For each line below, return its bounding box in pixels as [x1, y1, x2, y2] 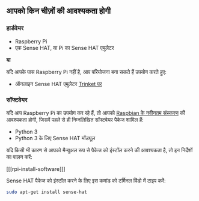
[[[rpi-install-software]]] [6, 165, 66, 172]
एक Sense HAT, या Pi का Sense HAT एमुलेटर [14, 44, 114, 51]
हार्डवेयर [6, 24, 24, 32]
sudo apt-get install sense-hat [6, 189, 87, 195]
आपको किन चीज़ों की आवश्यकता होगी [6, 6, 111, 16]
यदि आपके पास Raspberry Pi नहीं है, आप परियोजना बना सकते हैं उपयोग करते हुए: [6, 68, 167, 75]
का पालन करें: [6, 153, 33, 160]
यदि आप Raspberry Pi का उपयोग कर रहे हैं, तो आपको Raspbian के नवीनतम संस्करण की [6, 109, 185, 116]
